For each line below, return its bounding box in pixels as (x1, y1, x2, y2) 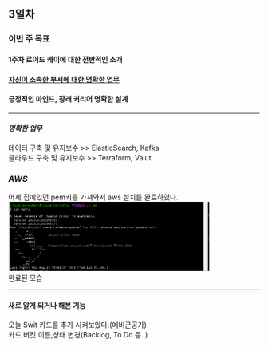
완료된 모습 (8, 274, 43, 283)
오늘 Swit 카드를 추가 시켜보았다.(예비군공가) (8, 320, 148, 329)
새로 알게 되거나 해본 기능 (8, 300, 86, 310)
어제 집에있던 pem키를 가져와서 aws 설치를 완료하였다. (8, 192, 179, 202)
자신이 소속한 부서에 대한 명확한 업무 (8, 74, 120, 84)
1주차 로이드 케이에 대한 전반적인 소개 (8, 54, 123, 64)
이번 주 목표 (8, 34, 50, 45)
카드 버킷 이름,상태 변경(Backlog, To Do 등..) (8, 329, 148, 339)
